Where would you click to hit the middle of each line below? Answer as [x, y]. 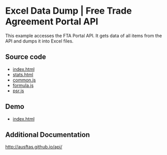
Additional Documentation [48, 134]
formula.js [23, 85]
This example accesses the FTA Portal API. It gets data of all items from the [83, 35]
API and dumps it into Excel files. [39, 41]
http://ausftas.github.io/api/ [34, 147]
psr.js [18, 91]
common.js [24, 80]
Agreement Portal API [52, 22]
